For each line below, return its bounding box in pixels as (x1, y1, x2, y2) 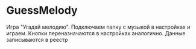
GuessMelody (6, 4, 78, 17)
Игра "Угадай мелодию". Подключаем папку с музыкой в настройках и (6, 23, 191, 30)
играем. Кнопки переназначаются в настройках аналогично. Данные (6, 29, 186, 36)
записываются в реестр (6, 36, 68, 43)
